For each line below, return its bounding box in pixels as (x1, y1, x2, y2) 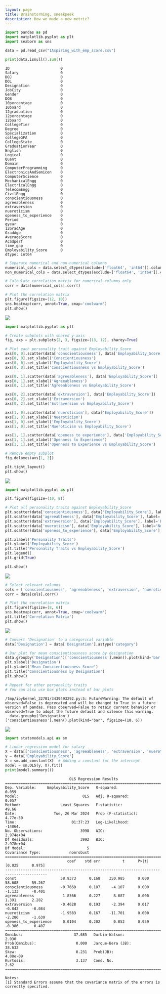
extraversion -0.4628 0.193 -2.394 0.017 (5, 902, 149, 907)
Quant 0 (5, 157, 63, 162)
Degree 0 (5, 127, 63, 131)
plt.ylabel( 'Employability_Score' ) (5, 542, 79, 547)
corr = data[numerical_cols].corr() (5, 283, 81, 288)
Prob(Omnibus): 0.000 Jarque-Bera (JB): (5, 941, 132, 946)
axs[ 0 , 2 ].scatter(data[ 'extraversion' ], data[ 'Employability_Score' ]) (5, 392, 156, 397)
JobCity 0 (5, 87, 63, 92)
